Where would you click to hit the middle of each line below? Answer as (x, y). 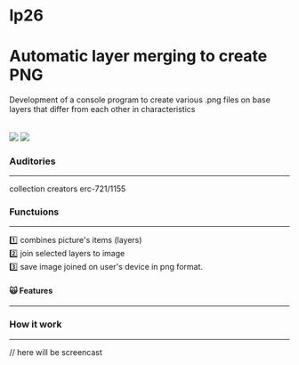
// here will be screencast (56, 352)
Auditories (32, 161)
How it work (36, 324)
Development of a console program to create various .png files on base (140, 100)
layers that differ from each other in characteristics (102, 109)
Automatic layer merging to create (138, 57)
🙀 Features (31, 290)
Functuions (34, 212)
